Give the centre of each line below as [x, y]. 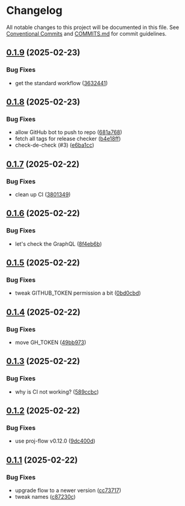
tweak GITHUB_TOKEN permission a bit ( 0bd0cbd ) [78, 293]
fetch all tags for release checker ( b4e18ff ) [68, 139]
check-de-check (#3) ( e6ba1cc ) [55, 145]
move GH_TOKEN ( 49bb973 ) [50, 342]
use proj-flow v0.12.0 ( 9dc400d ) [55, 441]
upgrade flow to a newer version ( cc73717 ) [68, 490]
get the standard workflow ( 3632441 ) [61, 83]
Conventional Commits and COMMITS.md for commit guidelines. [86, 33]
